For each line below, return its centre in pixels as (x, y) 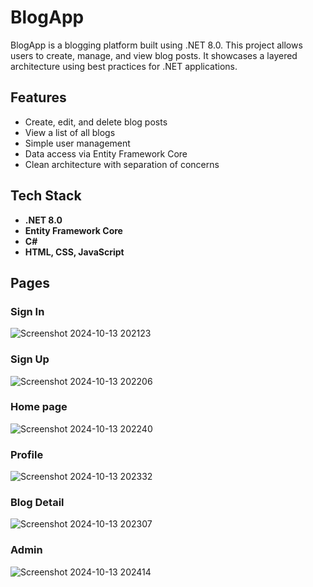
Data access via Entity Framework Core (106, 153)
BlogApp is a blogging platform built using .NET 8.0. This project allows (156, 45)
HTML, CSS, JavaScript (74, 252)
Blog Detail (37, 503)
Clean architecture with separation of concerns (122, 164)
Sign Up (30, 359)
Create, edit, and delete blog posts (96, 122)
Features (38, 97)
